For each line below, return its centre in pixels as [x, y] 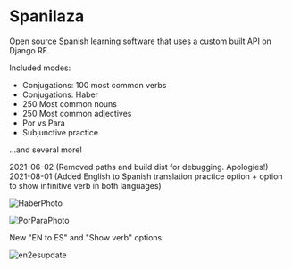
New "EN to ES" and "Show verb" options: [87, 237]
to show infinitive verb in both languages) [86, 185]
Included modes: [40, 68]
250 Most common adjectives [77, 113]
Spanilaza [47, 16]
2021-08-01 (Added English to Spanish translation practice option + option [146, 176]
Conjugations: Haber [60, 94]
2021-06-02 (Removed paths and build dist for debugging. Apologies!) [139, 167]
